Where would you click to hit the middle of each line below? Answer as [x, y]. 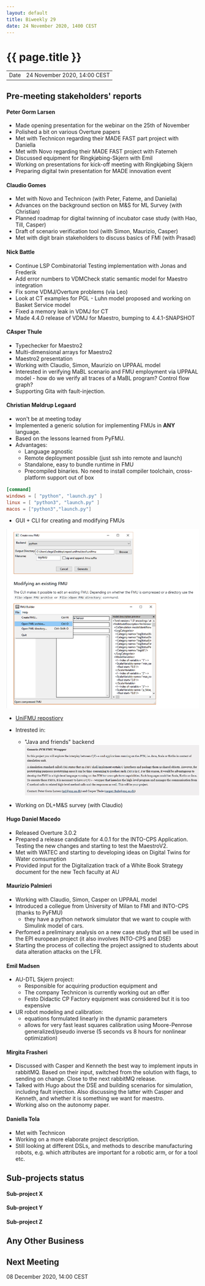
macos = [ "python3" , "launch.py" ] [49, 509]
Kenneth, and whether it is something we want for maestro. [90, 1098]
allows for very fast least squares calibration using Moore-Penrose [108, 1025]
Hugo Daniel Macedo [34, 819]
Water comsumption [41, 859]
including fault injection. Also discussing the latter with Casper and [99, 1092]
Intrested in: [30, 730]
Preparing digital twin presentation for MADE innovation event [93, 171]
